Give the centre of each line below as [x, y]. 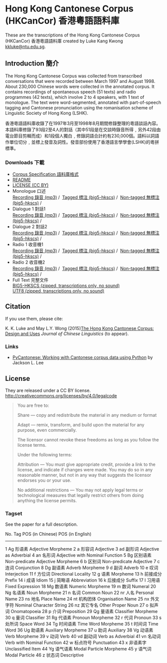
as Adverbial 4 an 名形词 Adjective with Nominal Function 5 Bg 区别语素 [78, 555]
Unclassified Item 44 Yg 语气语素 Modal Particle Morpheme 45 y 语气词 [78, 649]
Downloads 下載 [25, 162]
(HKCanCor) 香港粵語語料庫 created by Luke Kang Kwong [64, 41]
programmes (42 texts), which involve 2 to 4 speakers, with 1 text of [75, 97]
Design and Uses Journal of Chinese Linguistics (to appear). [67, 333]
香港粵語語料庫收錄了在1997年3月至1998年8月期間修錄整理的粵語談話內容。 [83, 123]
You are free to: [33, 405]
